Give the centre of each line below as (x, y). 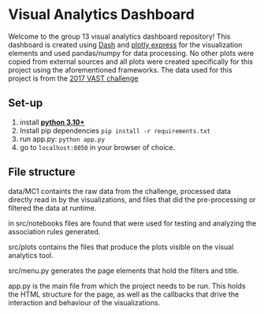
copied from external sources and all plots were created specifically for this (131, 62)
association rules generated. (54, 231)
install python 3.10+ (52, 122)
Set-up (26, 103)
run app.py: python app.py (62, 139)
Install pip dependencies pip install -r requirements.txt (115, 130)
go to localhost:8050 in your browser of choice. (97, 147)
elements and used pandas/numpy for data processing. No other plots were (131, 53)
